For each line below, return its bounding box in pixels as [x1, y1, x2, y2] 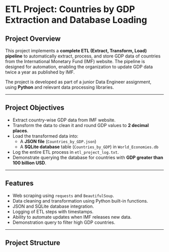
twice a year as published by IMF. [5, 69, 75, 75]
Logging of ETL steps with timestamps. [12, 208, 94, 215]
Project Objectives [5, 103, 64, 112]
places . [12, 128, 29, 134]
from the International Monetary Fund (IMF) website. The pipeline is [5, 58, 145, 64]
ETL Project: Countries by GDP [5, 4, 135, 15]
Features [5, 179, 34, 187]
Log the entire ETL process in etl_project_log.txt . [12, 149, 119, 155]
